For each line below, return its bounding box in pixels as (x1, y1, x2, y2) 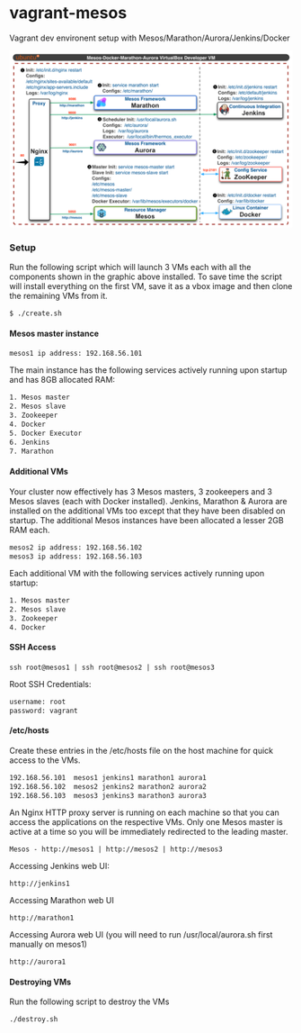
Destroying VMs (9, 976, 72, 987)
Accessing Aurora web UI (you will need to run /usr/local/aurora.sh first (9, 929, 273, 940)
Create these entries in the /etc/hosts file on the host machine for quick (9, 746, 274, 757)
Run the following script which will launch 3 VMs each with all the (9, 262, 252, 273)
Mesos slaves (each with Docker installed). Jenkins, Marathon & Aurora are (9, 495, 288, 506)
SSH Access (9, 642, 57, 653)
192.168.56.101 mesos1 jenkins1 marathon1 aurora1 (9, 774, 207, 783)
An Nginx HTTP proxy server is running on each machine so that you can (9, 807, 280, 818)
